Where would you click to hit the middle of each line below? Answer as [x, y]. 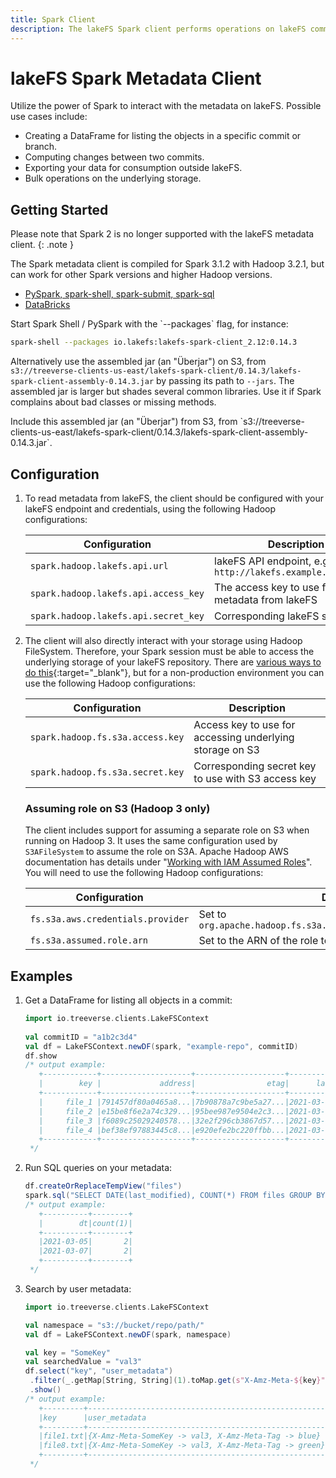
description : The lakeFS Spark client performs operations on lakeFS [158, 29]
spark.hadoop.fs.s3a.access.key [107, 737]
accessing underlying [244, 737]
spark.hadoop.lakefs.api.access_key [117, 593]
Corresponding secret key [255, 766]
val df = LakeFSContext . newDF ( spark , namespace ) [128, 1334]
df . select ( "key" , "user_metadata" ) [99, 1371]
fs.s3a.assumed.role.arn [89, 940]
